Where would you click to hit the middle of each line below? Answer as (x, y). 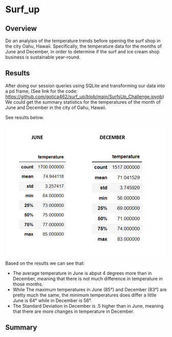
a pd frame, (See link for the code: (41, 91)
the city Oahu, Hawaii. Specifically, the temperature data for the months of (84, 46)
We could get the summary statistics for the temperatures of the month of (83, 102)
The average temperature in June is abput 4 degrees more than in (82, 273)
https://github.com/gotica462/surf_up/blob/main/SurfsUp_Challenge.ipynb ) (85, 97)
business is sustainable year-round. (43, 57)
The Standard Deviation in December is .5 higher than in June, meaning (88, 306)
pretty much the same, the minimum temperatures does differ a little (84, 295)
